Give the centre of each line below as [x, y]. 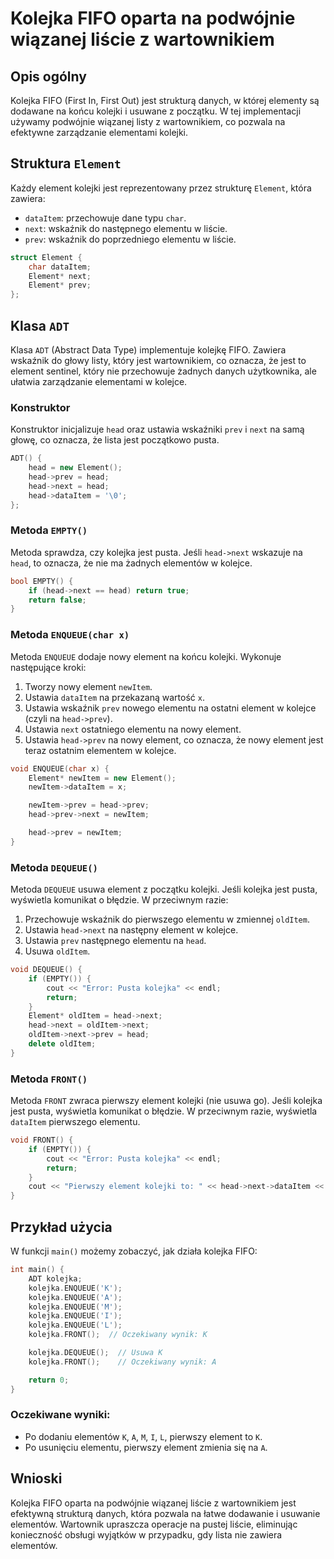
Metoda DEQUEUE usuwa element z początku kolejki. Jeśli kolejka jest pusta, [164, 889]
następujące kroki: [48, 667]
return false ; [57, 600]
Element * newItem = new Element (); [102, 778]
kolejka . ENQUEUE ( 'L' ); [75, 1325]
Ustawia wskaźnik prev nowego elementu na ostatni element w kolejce [170, 708]
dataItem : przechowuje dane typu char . [105, 218]
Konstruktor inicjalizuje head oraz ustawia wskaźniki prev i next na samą [157, 429]
